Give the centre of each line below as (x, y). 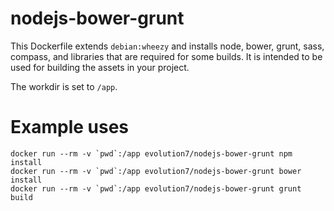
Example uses (70, 127)
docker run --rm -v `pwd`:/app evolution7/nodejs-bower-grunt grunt (156, 188)
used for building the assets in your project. (100, 67)
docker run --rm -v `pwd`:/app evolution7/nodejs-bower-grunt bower (156, 171)
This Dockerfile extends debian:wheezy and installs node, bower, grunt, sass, (167, 46)
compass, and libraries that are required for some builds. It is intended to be (166, 56)
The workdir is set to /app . (64, 86)
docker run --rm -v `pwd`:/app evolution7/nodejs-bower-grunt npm (151, 153)
